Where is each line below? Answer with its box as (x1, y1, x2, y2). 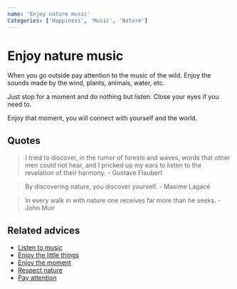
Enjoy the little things (17, 251, 80, 260)
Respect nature (17, 266, 63, 275)
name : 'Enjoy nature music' (7, 10, 91, 18)
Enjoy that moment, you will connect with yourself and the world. (7, 114, 198, 122)
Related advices (7, 224, 80, 236)
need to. (7, 100, 32, 109)
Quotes (7, 135, 41, 147)
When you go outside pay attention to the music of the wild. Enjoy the (7, 71, 211, 80)
